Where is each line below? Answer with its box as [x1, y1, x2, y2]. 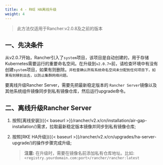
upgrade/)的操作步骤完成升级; [12, 140, 72, 146]
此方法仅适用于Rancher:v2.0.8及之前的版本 [16, 25, 103, 31]
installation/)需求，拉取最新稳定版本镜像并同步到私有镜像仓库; [12, 124, 136, 130]
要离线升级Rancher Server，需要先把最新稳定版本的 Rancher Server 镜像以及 [5, 82, 157, 88]
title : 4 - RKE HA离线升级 [5, 7, 57, 12]
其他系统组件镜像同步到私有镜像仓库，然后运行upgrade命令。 [5, 88, 129, 94]
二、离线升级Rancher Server [5, 104, 92, 112]
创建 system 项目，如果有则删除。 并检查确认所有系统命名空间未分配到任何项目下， [5, 67, 152, 73]
